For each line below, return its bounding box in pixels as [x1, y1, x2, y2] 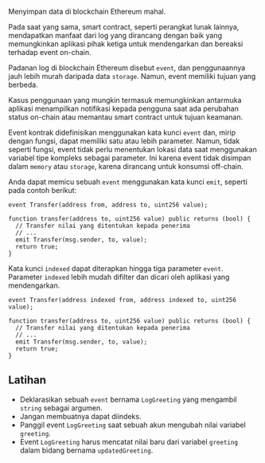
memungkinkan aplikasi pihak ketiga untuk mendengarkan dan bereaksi [8, 39, 244, 49]
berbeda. [8, 80, 38, 89]
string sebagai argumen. [19, 402, 103, 413]
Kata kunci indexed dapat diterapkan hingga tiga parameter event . [8, 264, 224, 273]
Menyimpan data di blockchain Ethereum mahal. [8, 7, 166, 16]
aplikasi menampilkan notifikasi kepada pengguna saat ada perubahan [8, 104, 240, 113]
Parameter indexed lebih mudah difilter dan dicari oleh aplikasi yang [8, 273, 230, 281]
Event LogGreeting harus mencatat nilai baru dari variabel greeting [19, 437, 239, 446]
